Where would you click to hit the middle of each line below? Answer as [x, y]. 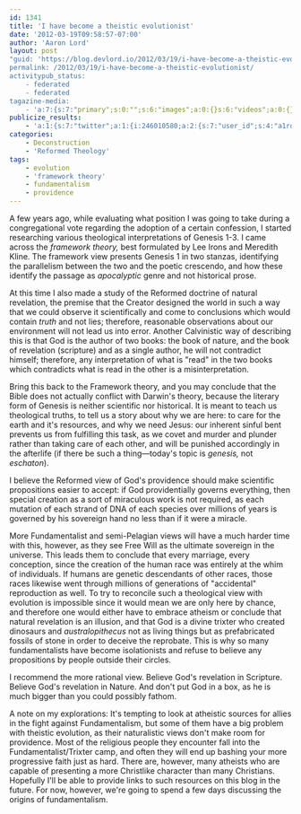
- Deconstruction [58, 143]
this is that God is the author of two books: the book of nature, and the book [149, 341]
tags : [19, 159]
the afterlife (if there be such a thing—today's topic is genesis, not [131, 453]
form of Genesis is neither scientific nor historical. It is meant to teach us [143, 406]
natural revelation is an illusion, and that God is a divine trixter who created [147, 621]
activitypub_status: [48, 76]
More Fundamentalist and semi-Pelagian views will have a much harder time [150, 536]
